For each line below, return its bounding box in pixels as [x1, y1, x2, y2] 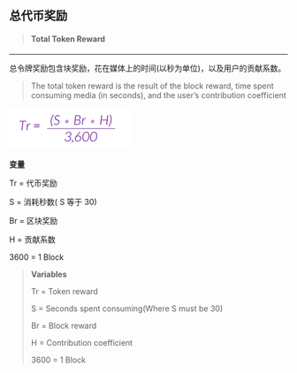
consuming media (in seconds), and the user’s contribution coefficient [30, 89, 287, 100]
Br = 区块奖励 [9, 215, 58, 225]
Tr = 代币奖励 [9, 178, 57, 188]
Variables [30, 269, 68, 279]
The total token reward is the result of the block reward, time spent [30, 80, 274, 91]
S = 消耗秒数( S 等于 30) [9, 196, 97, 207]
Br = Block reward [30, 320, 97, 331]
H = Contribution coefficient [30, 337, 133, 347]
